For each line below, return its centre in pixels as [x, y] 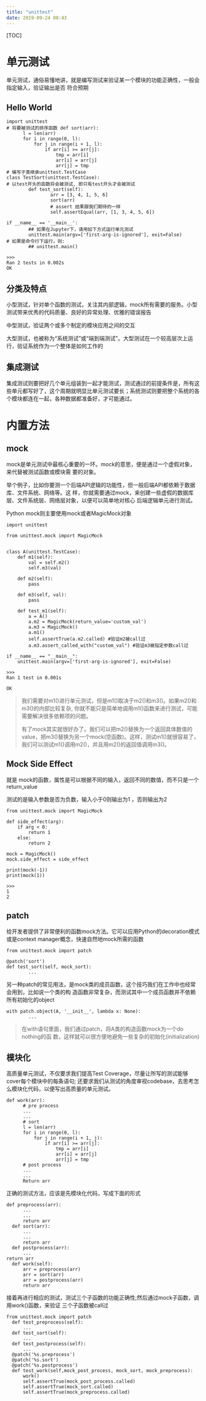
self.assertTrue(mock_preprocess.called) [76, 1392]
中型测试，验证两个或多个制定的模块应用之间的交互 [71, 326]
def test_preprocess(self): [48, 1322]
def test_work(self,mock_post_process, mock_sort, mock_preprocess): [102, 1371]
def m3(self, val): [42, 595]
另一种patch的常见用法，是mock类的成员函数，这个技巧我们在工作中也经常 [101, 984]
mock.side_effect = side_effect [48, 859]
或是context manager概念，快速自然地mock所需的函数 [75, 939]
